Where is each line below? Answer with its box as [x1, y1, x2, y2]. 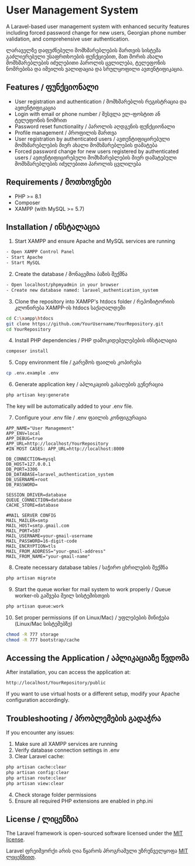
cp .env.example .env [6, 370, 59, 376]
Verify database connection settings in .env [14, 746, 120, 754]
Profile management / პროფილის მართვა [14, 129, 117, 136]
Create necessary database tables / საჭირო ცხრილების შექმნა [14, 564, 169, 571]
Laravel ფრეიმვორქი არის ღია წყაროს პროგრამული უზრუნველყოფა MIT [6, 847, 189, 854]
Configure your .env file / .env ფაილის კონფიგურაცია [14, 414, 147, 421]
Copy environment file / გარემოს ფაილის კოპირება [14, 359, 142, 366]
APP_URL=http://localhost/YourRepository [6, 441, 109, 446]
